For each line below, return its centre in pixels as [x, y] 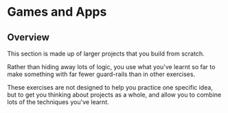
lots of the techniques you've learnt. [58, 102]
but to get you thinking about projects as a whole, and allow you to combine [114, 95]
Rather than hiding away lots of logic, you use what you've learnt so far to [111, 67]
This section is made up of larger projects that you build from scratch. [106, 53]
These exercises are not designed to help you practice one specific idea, [110, 87]
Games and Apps [57, 12]
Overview [28, 37]
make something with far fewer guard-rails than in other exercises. [101, 74]
